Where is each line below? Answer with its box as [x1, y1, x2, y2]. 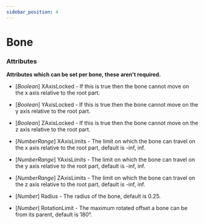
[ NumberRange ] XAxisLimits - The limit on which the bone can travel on [15, 138, 196, 145]
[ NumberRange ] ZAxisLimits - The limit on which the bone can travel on [15, 175, 195, 182]
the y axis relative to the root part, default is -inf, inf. [15, 162, 146, 170]
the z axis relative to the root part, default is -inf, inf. [15, 181, 146, 188]
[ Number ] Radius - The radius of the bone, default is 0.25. [15, 193, 161, 200]
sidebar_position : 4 [6, 9, 59, 15]
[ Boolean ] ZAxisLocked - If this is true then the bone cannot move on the [15, 120, 199, 127]
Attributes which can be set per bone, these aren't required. [6, 71, 161, 78]
